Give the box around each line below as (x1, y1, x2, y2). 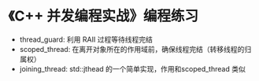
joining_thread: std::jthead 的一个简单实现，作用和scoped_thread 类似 (19, 64, 246, 73)
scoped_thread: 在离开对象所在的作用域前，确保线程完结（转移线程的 (19, 44, 245, 53)
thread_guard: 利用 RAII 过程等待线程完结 (19, 35, 154, 44)
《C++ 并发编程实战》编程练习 (8, 7, 199, 25)
